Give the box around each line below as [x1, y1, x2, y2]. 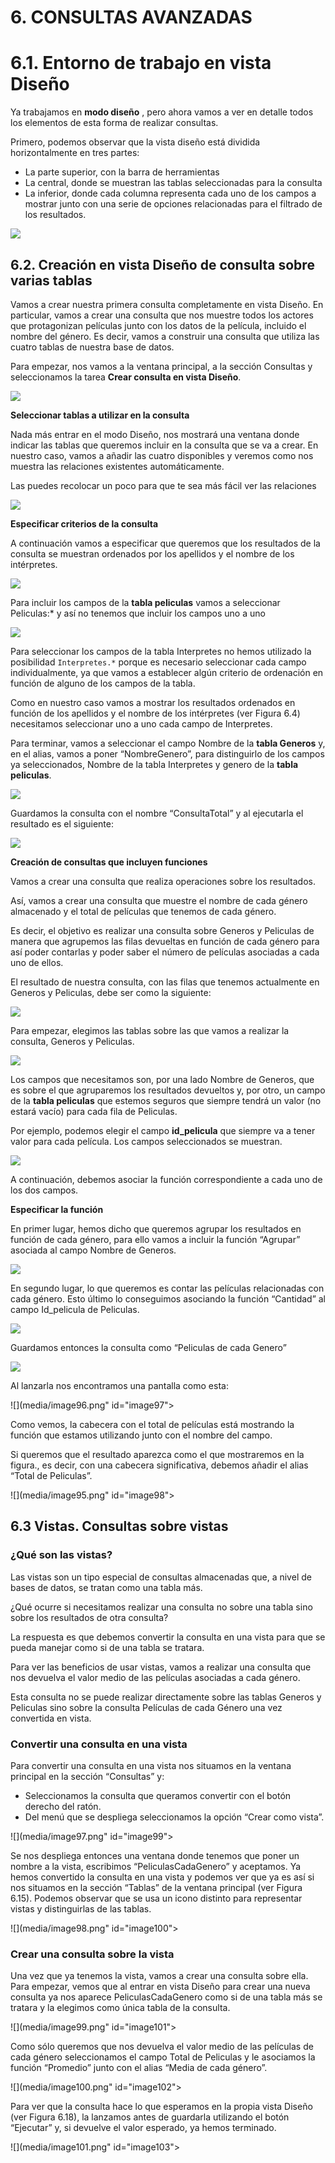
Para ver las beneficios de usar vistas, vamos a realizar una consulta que [10, 1661, 312, 1673]
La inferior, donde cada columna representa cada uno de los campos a [24, 187, 317, 200]
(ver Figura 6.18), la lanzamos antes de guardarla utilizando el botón [10, 2111, 290, 2123]
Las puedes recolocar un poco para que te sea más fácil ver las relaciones [10, 479, 317, 491]
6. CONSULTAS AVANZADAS [10, 6, 253, 29]
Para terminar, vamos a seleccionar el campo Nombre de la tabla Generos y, [10, 737, 326, 749]
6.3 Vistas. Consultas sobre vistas [10, 1518, 229, 1535]
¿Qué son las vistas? [10, 1548, 113, 1562]
